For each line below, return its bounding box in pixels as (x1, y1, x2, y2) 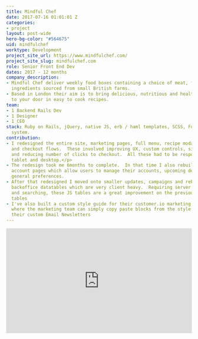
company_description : (6, 74, 60, 80)
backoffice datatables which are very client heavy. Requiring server (11, 184, 192, 190)
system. (11, 129, 31, 136)
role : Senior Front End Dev (6, 63, 75, 70)
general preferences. (11, 174, 65, 180)
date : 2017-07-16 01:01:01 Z (6, 14, 78, 20)
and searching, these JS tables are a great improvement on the (11, 190, 173, 195)
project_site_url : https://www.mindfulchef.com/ (6, 53, 128, 58)
